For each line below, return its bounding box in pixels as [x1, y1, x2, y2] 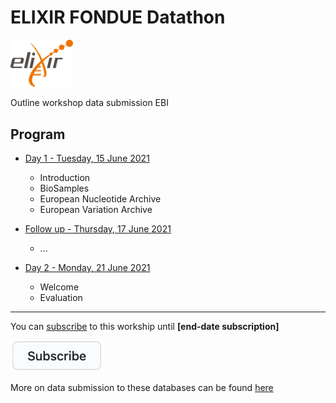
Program [10, 126, 66, 143]
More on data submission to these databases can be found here [10, 381, 274, 393]
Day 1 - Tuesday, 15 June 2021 [24, 152, 150, 165]
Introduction [39, 172, 91, 184]
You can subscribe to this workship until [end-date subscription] [10, 321, 280, 333]
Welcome [39, 281, 80, 293]
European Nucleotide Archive [39, 193, 162, 205]
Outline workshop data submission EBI [10, 97, 169, 109]
